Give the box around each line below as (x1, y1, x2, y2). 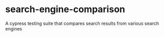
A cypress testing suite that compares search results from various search (5, 20, 159, 26)
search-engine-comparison (5, 4, 125, 15)
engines (5, 25, 22, 31)
